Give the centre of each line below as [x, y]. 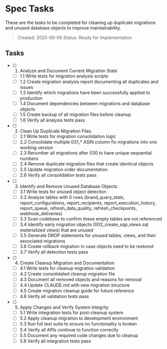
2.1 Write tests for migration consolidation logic [68, 136]
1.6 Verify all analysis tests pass [52, 120]
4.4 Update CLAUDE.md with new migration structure [75, 285]
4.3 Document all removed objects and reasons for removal [81, 279]
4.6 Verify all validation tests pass [54, 296]
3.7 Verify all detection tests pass [54, 252]
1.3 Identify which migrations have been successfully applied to [85, 92]
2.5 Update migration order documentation [64, 169]
